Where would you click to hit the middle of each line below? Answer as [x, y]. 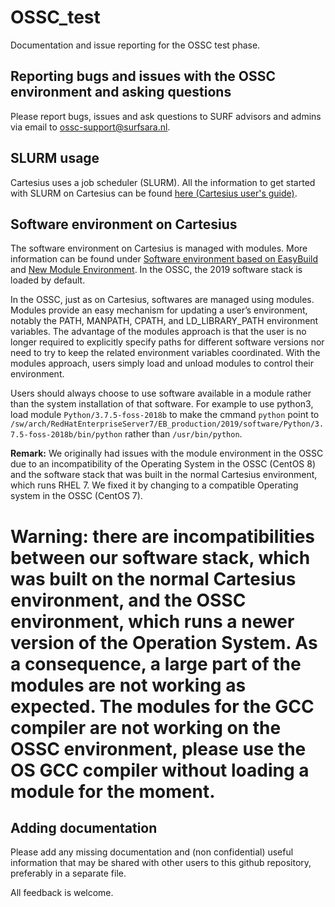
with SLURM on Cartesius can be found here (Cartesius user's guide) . [154, 193]
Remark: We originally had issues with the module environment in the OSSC [167, 453]
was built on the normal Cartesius [153, 578]
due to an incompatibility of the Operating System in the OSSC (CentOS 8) [163, 464]
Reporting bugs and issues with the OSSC [143, 76]
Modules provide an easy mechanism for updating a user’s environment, [159, 310]
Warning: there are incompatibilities [163, 536]
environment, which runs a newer [152, 621]
